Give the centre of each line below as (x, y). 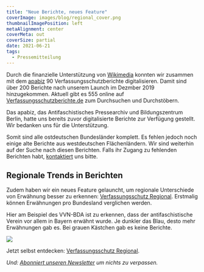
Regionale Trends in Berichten (65, 176)
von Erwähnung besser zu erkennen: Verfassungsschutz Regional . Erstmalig (102, 197)
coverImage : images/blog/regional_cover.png (64, 18)
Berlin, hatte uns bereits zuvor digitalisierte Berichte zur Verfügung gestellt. (101, 119)
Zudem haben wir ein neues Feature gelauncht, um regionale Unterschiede (100, 190)
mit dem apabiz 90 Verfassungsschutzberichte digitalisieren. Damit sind (97, 81)
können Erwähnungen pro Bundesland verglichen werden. (79, 203)
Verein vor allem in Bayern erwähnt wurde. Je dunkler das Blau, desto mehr (101, 221)
